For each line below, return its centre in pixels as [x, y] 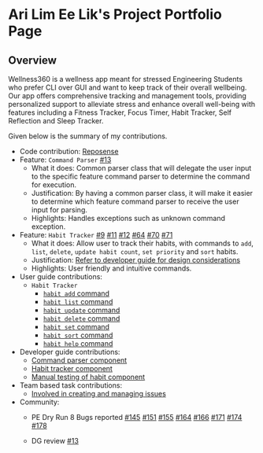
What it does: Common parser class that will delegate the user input [141, 168]
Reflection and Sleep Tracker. [56, 121]
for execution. [54, 185]
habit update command [81, 310]
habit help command [78, 343]
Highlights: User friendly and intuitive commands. [111, 268]
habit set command [76, 327]
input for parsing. [59, 210]
